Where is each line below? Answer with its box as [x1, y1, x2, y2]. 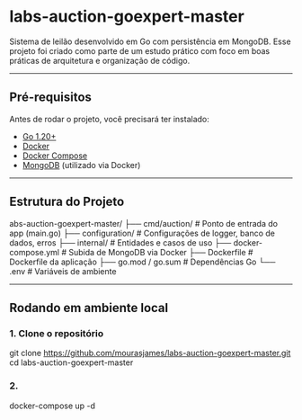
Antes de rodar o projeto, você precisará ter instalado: [9, 113, 209, 124]
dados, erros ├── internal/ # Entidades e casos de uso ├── [9, 237, 232, 248]
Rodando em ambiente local [9, 299, 169, 316]
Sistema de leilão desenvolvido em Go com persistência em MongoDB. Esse [9, 36, 291, 47]
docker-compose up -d [9, 400, 96, 411]
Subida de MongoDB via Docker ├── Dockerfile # [68, 246, 253, 257]
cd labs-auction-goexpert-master [9, 357, 134, 368]
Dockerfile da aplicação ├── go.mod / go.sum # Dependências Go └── [9, 256, 276, 267]
